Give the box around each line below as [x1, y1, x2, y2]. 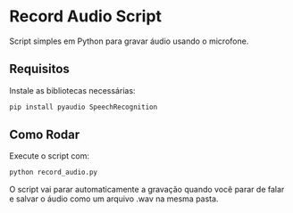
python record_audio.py [9, 168, 98, 177]
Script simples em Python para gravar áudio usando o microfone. [9, 36, 249, 46]
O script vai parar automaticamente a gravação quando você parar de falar [9, 184, 285, 195]
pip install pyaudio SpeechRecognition [9, 102, 158, 111]
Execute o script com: [9, 151, 90, 161]
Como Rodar [9, 127, 80, 143]
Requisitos [9, 61, 70, 77]
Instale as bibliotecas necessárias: [9, 85, 136, 95]
